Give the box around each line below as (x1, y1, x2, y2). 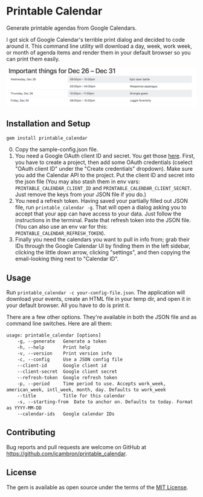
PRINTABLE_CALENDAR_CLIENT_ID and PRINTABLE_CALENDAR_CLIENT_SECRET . (14, 185, 192, 192)
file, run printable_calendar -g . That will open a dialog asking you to (14, 204, 187, 211)
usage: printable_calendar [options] (6, 332, 101, 338)
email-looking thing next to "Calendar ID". (14, 255, 119, 263)
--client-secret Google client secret (17, 368, 118, 375)
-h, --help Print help (17, 344, 91, 351)
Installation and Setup (6, 118, 91, 128)
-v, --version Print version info (17, 350, 112, 357)
